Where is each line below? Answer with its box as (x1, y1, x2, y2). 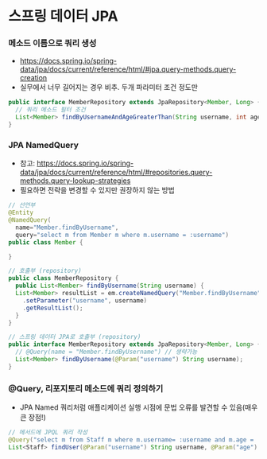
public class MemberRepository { (8, 274, 119, 282)
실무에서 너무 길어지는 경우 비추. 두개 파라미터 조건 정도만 (19, 83, 199, 92)
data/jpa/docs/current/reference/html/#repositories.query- (19, 168, 213, 177)
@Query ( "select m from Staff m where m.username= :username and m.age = (8, 435, 254, 444)
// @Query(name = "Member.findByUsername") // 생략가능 (15, 348, 198, 356)
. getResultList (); (22, 304, 83, 312)
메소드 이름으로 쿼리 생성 (8, 37, 97, 49)
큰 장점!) (19, 413, 46, 422)
